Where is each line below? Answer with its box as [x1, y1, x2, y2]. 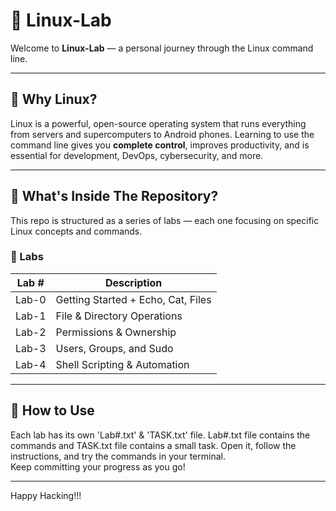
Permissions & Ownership [55, 325, 177, 339]
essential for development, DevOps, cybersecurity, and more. [10, 149, 264, 161]
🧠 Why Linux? [10, 91, 98, 108]
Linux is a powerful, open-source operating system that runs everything [10, 117, 307, 129]
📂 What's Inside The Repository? [10, 188, 219, 205]
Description [104, 275, 163, 289]
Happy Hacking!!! [10, 489, 82, 501]
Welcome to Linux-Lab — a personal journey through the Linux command [10, 42, 314, 54]
